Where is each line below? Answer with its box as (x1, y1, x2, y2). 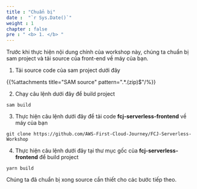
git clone (6, 131, 32, 137)
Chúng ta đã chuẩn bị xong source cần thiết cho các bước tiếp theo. (6, 176, 177, 184)
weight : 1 (6, 20, 34, 26)
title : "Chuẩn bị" (6, 9, 56, 15)
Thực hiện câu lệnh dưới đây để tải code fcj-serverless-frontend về (15, 113, 187, 120)
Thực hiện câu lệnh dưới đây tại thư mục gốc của (15, 147, 138, 154)
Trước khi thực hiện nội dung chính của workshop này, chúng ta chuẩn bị (6, 48, 189, 55)
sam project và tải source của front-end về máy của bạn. (6, 55, 149, 62)
